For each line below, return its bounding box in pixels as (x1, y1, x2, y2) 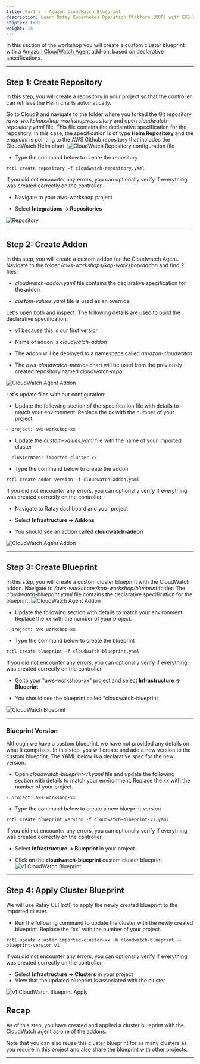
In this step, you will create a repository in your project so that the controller (6, 93, 192, 100)
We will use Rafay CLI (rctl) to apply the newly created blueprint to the (6, 901, 178, 908)
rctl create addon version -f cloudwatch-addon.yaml (6, 477, 140, 483)
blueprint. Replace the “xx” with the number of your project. (14, 925, 162, 932)
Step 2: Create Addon (6, 239, 88, 250)
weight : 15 (6, 25, 33, 32)
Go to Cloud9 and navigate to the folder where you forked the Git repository (6, 111, 192, 118)
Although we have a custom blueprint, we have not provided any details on (6, 740, 189, 747)
